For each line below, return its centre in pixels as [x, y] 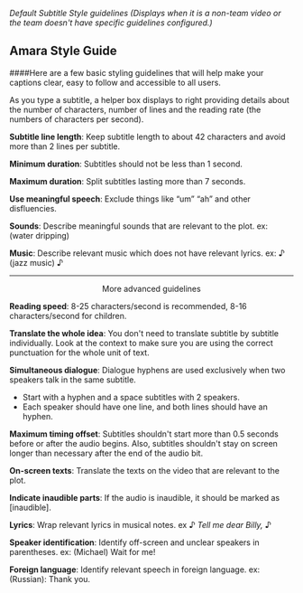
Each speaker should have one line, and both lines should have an [145, 407]
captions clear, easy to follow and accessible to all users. [115, 82]
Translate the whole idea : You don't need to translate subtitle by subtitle [144, 333]
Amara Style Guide [63, 51]
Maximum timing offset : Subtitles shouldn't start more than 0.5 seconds [144, 434]
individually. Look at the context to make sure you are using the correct [141, 343]
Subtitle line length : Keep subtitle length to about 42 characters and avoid [147, 136]
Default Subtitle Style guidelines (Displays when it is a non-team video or [145, 13]
